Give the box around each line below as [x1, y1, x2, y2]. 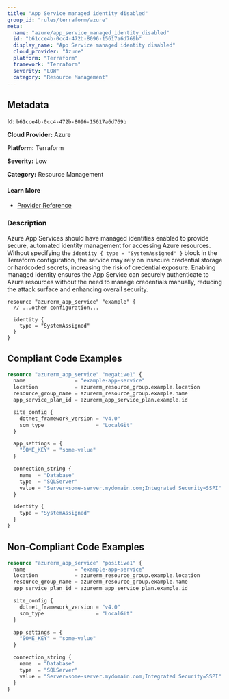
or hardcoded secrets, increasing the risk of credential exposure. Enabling [7, 263, 216, 271]
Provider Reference [16, 201, 72, 210]
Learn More [7, 186, 41, 194]
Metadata [7, 99, 49, 110]
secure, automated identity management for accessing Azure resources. [7, 241, 211, 249]
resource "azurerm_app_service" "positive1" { [7, 559, 142, 566]
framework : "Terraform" [13, 61, 81, 68]
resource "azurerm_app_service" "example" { [7, 298, 136, 305]
